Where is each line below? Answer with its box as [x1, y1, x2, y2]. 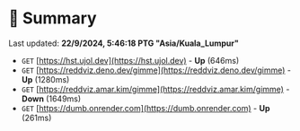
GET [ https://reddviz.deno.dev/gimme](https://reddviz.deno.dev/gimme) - [21, 65, 292, 75]
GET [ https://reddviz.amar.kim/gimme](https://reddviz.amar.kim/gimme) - [21, 83, 290, 94]
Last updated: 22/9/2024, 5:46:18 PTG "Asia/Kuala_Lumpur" [8, 38, 239, 48]
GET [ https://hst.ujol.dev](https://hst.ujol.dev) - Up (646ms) [21, 55, 240, 65]
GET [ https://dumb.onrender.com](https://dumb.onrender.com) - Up [21, 102, 270, 113]
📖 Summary [8, 8, 97, 29]
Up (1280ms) [21, 74, 70, 84]
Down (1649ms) [21, 93, 82, 104]
